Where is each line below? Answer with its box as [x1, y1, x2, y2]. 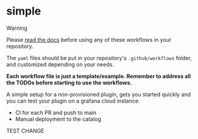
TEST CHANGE [6, 127, 44, 134]
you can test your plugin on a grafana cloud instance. [6, 97, 140, 104]
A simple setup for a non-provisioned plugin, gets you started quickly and [6, 90, 191, 98]
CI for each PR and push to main [15, 109, 97, 116]
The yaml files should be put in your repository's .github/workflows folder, [6, 54, 192, 61]
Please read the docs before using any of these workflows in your [6, 36, 172, 43]
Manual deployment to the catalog [15, 115, 102, 123]
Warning [6, 24, 27, 32]
